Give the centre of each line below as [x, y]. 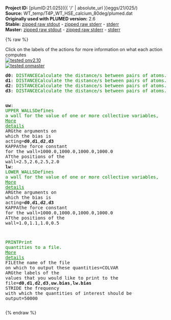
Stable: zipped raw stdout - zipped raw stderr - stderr [62, 24]
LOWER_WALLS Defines [30, 172]
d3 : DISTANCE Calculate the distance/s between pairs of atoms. [86, 91]
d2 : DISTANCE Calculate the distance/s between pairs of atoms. [86, 86]
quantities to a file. [34, 247]
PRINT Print [19, 242]
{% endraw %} [21, 313]
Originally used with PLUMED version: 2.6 [51, 19]
